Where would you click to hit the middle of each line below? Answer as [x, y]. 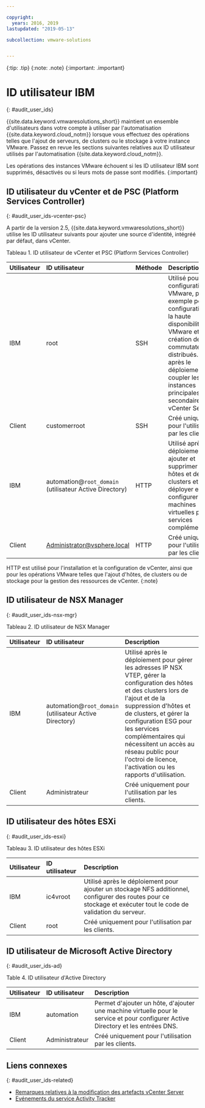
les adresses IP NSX [154, 667]
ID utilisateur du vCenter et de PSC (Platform [92, 191]
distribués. [183, 354]
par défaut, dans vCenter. [38, 241]
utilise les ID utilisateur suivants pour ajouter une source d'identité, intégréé [101, 234]
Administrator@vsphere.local [88, 545]
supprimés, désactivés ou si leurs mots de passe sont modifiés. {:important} [102, 173]
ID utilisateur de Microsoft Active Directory [89, 952]
